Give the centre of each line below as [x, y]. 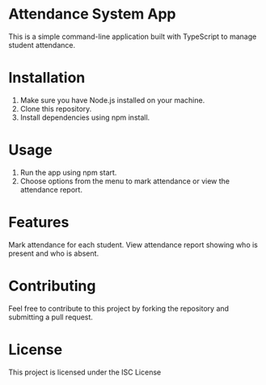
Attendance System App [92, 14]
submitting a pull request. [51, 317]
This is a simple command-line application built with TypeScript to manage [133, 36]
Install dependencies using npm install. [85, 117]
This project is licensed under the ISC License [85, 372]
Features [39, 222]
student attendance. [42, 44]
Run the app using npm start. [68, 172]
